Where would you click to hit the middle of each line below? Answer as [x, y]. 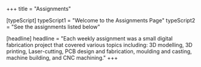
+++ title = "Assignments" [39, 9]
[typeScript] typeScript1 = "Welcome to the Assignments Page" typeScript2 [101, 20]
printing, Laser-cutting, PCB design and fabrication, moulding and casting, [99, 51]
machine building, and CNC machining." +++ [62, 58]
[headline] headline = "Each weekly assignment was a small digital [90, 38]
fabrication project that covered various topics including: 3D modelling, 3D [100, 45]
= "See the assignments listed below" [53, 27]
